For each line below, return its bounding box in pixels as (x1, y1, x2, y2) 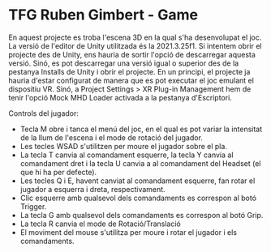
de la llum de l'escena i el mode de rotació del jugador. (19, 132, 203, 143)
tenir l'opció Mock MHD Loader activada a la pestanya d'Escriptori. (8, 92, 233, 102)
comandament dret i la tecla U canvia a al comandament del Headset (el (19, 158, 261, 168)
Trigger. (19, 201, 47, 211)
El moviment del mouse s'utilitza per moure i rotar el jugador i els (19, 227, 238, 237)
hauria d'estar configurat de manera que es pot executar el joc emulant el (8, 75, 254, 85)
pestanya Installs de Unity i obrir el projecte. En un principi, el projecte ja (8, 66, 251, 76)
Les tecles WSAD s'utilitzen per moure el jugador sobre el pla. (19, 141, 227, 151)
